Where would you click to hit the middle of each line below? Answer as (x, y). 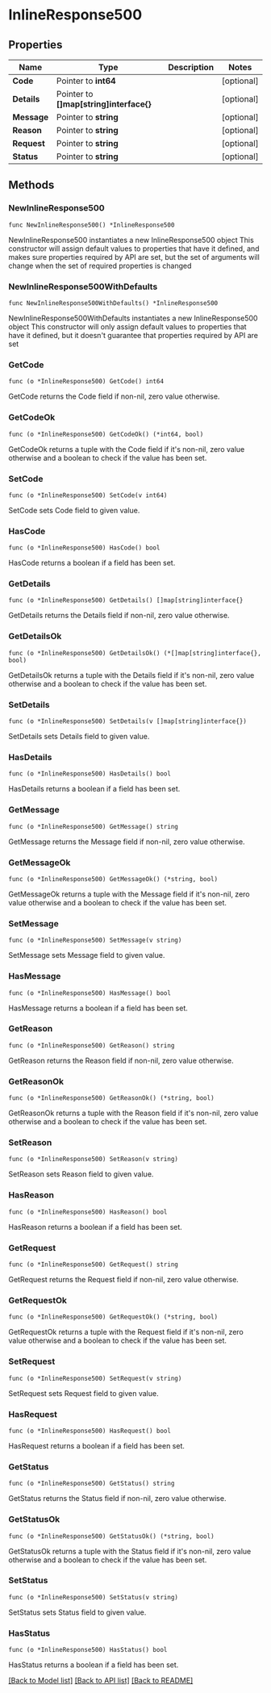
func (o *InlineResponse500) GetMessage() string (94, 826)
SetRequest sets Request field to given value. (83, 1393)
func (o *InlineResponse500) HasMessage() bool (90, 993)
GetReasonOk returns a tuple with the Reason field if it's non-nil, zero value (133, 1113)
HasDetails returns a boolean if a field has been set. (94, 789)
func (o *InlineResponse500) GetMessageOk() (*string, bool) (113, 879)
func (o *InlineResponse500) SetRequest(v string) (95, 1378)
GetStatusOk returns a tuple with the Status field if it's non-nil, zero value (130, 1551)
